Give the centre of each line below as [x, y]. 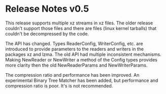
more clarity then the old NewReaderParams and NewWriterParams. [76, 65]
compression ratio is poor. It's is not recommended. [59, 86]
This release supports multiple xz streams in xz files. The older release [79, 23]
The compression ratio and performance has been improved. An [72, 75]
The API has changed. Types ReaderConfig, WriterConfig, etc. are [74, 43]
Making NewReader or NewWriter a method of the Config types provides [81, 59]
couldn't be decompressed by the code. [47, 34]
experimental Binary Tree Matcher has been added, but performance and [82, 80]
